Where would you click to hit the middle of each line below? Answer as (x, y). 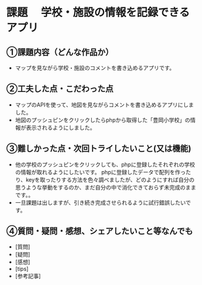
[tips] (22, 269)
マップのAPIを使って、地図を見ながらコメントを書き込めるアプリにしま (104, 105)
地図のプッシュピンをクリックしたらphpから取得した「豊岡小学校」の (103, 120)
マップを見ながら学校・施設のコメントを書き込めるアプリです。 (95, 68)
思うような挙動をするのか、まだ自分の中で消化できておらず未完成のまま (106, 187)
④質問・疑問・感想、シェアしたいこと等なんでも (100, 231)
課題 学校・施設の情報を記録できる (98, 12)
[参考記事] (28, 276)
